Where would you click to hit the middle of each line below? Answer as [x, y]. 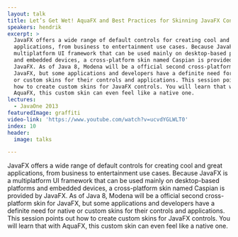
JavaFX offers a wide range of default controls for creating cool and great [115, 166]
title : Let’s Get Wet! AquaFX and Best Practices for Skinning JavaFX [114, 21]
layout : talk [27, 14]
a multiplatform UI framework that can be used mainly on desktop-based [113, 181]
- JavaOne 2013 [36, 106]
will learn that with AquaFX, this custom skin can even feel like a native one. [118, 226]
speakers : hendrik [34, 27]
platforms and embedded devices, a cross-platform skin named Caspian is [116, 188]
